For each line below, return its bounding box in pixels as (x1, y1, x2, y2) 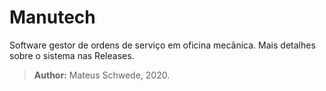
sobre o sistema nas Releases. (9, 49, 135, 61)
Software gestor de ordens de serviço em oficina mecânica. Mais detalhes (9, 39, 316, 51)
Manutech (9, 6, 96, 29)
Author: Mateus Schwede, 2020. (33, 69, 171, 81)
